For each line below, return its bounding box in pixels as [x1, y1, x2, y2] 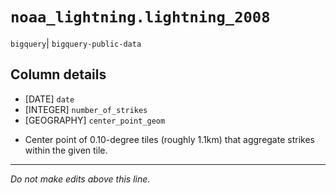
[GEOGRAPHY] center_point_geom [24, 114, 166, 126]
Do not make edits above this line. [10, 173, 151, 185]
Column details [10, 66, 107, 83]
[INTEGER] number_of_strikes [24, 103, 148, 115]
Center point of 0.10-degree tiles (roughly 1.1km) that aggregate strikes [24, 133, 315, 145]
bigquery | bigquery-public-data [10, 37, 142, 49]
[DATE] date [24, 93, 75, 105]
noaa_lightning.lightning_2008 [10, 8, 271, 27]
